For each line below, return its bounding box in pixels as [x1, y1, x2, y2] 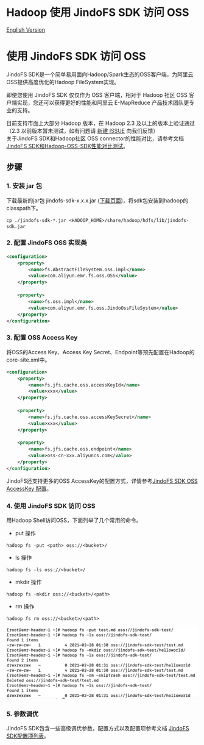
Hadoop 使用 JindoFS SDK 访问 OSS [6, 5, 189, 20]
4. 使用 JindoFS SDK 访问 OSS [6, 501, 96, 510]
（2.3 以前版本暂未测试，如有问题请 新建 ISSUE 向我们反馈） [6, 127, 159, 134]
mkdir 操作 [15, 579, 42, 586]
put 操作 [15, 530, 37, 537]
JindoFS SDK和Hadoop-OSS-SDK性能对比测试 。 [6, 142, 129, 149]
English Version [6, 26, 46, 34]
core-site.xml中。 [6, 356, 51, 363]
